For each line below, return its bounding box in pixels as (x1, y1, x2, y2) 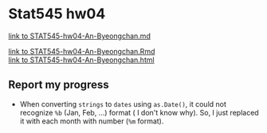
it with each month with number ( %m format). (19, 116, 164, 126)
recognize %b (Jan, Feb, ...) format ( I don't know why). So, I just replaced (19, 108, 259, 117)
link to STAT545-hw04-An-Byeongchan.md (8, 31, 151, 41)
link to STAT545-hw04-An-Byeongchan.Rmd (8, 46, 155, 56)
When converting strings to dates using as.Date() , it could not (19, 99, 227, 108)
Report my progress (8, 78, 109, 92)
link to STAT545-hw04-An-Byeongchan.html (8, 55, 155, 65)
